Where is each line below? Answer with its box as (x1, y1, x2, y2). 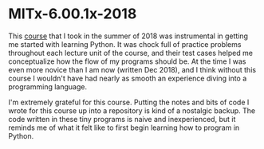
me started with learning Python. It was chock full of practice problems (8, 39, 242, 49)
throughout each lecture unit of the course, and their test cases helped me (8, 48, 254, 57)
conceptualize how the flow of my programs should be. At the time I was (8, 57, 246, 66)
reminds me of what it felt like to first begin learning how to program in (8, 123, 240, 132)
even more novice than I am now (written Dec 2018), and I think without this (8, 65, 257, 74)
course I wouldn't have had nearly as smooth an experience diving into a (8, 73, 247, 83)
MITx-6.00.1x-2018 (8, 5, 137, 23)
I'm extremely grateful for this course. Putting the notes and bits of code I (8, 97, 250, 107)
